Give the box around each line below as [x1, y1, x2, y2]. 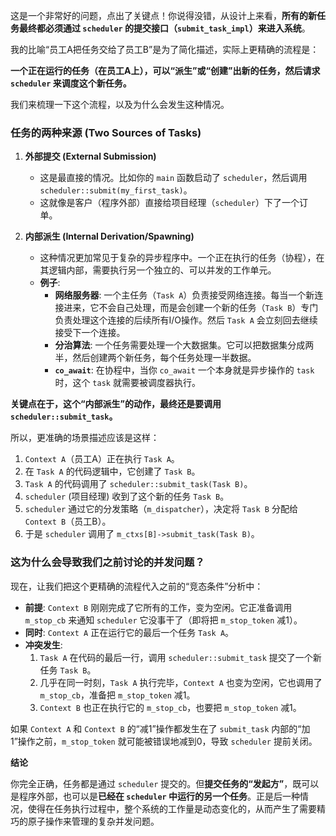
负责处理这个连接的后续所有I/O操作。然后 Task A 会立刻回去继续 [54, 314, 318, 326]
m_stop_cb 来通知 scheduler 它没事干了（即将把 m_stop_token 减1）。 [24, 614, 303, 626]
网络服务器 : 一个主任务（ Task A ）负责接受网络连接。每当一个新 [54, 289, 315, 301]
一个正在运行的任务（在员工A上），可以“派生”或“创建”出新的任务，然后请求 [10, 65, 321, 76]
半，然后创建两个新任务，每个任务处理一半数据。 [54, 352, 257, 364]
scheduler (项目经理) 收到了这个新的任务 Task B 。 [24, 490, 230, 503]
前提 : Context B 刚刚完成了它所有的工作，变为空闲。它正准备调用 [24, 601, 293, 613]
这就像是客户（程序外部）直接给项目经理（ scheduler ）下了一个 [39, 197, 300, 209]
